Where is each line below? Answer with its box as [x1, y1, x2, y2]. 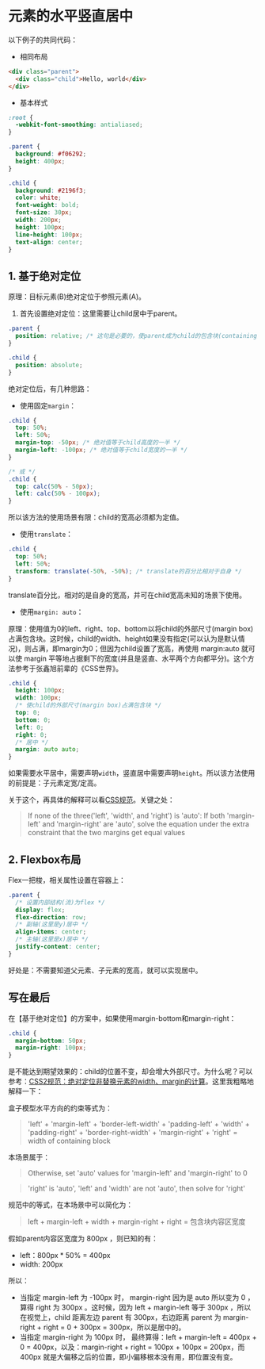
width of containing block [27, 1136, 111, 1146]
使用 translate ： [19, 529, 74, 539]
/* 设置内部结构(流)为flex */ [15, 898, 105, 907]
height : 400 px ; [15, 157, 66, 165]
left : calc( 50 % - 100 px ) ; [15, 489, 101, 498]
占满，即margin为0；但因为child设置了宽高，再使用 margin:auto [31, 643, 240, 653]
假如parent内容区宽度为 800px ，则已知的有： [8, 1234, 158, 1244]
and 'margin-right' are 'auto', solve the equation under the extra [42, 819, 250, 829]
